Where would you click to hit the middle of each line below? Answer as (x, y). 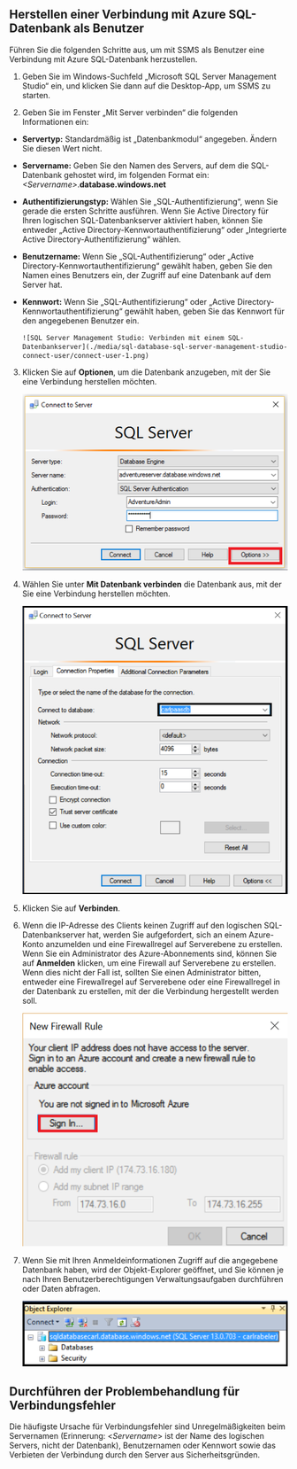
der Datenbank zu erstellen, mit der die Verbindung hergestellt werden (150, 991)
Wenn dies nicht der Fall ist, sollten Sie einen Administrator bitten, (141, 973)
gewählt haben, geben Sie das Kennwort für (204, 311)
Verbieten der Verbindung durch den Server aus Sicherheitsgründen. (135, 1455)
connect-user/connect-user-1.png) (85, 355)
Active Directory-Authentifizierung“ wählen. (101, 239)
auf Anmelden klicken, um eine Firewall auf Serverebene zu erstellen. (149, 963)
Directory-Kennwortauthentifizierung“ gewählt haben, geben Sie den (147, 266)
